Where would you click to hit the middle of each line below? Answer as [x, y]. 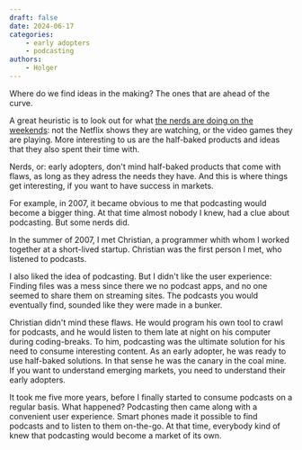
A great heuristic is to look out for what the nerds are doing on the [131, 120]
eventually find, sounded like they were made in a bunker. [116, 305]
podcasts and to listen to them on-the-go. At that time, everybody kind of [145, 426]
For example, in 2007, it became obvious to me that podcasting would [138, 202]
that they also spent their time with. [75, 148]
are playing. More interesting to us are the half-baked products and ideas [145, 139]
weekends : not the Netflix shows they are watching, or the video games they [151, 130]
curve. [21, 103]
